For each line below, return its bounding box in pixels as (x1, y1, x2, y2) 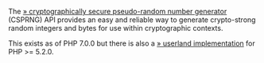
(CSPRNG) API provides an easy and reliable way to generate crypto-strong (8, 15, 256, 24)
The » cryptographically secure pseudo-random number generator (8, 7, 227, 16)
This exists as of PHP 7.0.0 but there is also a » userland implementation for (8, 39, 256, 48)
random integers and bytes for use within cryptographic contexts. (8, 24, 223, 32)
